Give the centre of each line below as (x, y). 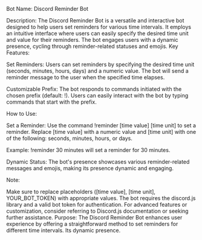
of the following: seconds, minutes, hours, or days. (70, 138)
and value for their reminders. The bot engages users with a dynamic (92, 40)
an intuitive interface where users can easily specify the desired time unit (97, 33)
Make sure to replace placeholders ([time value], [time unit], (81, 192)
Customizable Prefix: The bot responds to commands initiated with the (94, 89)
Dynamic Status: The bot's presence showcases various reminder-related (98, 162)
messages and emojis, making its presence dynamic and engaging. (90, 168)
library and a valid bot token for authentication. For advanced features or (97, 205)
